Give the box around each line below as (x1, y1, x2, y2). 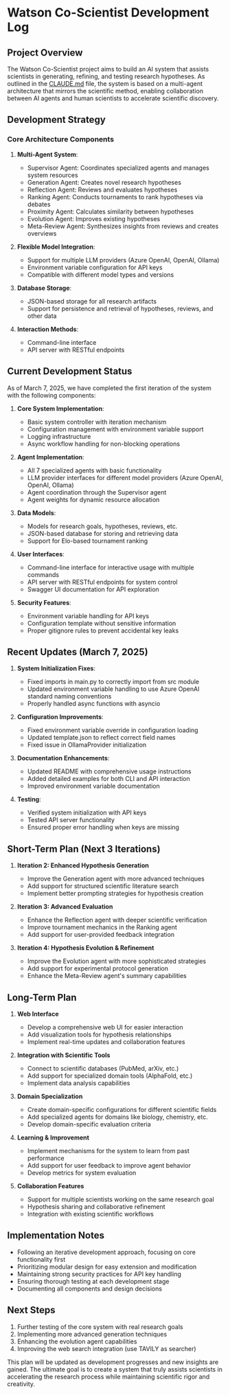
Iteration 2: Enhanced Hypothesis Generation (16, 861, 149, 870)
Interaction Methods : (16, 325, 79, 333)
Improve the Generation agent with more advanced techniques (27, 874, 205, 883)
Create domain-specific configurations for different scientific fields (27, 1105, 217, 1113)
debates (27, 200, 51, 208)
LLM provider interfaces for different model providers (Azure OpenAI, (27, 473, 224, 481)
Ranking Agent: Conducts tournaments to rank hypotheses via (27, 192, 204, 201)
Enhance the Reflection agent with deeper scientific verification (27, 916, 207, 925)
